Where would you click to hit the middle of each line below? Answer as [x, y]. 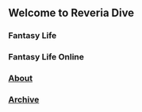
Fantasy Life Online [46, 57]
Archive [24, 100]
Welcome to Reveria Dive [71, 13]
